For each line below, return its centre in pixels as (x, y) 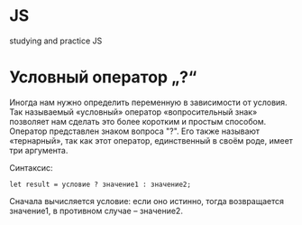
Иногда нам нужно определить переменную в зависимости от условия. (148, 102)
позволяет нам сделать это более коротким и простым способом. (138, 121)
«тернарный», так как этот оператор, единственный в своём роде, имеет (151, 140)
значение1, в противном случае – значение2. (96, 211)
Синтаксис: (31, 167)
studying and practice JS (56, 41)
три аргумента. (39, 150)
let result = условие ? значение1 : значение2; (101, 184)
